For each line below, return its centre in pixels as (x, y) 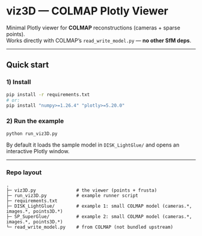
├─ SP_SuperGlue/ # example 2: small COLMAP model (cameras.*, (99, 216)
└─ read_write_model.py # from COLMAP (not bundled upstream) (90, 227)
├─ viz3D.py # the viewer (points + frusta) (82, 190)
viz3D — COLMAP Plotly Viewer (87, 11)
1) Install (19, 82)
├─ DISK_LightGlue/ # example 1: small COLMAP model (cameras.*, (99, 206)
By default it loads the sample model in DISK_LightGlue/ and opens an (93, 145)
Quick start (28, 65)
